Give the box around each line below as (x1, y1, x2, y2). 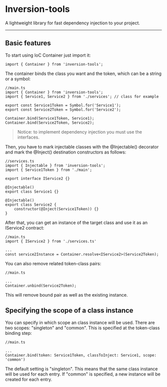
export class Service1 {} (5, 189, 59, 194)
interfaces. (17, 134, 40, 140)
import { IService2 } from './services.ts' (5, 238, 97, 244)
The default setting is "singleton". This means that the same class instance (5, 366, 158, 372)
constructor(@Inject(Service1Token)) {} (14, 206, 99, 212)
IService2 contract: (5, 225, 45, 231)
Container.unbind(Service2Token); (5, 283, 77, 288)
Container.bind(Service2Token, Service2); (5, 120, 94, 125)
